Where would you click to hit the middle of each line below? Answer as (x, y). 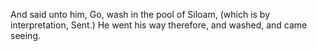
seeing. (25, 35)
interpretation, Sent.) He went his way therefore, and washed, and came (159, 25)
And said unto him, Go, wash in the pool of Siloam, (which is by (140, 14)
